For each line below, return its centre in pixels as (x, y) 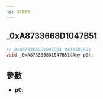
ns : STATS (18, 12)
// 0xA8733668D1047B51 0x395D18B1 (49, 49)
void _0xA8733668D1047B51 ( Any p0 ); (50, 55)
